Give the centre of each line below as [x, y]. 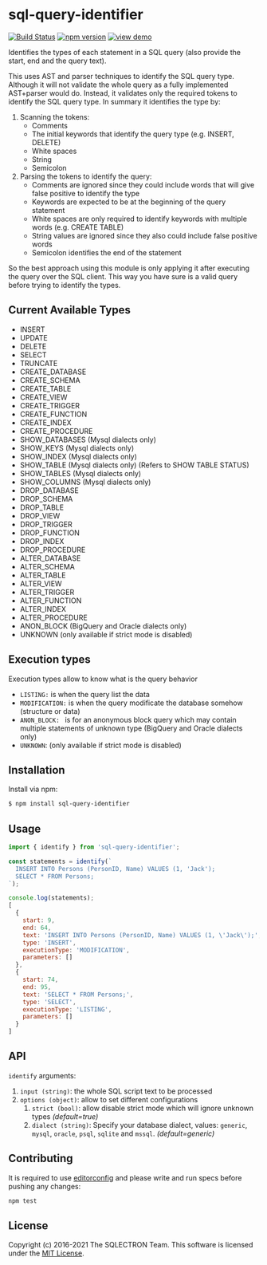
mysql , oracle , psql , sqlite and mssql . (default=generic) [123, 1133]
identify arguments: [42, 1075]
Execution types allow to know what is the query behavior [103, 679]
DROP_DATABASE [49, 490]
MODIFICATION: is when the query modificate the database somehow [131, 703]
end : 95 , [37, 987]
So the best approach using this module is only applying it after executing [129, 268]
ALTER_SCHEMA [47, 566]
